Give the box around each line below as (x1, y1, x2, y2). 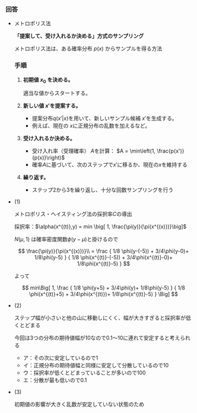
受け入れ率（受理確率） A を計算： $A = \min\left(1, (31, 147, 155, 155)
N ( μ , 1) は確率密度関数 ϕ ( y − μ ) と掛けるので (14, 236, 118, 243)
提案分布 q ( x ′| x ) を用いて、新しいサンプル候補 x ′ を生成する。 (31, 115, 177, 122)
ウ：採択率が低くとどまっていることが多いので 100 (23, 369, 146, 376)
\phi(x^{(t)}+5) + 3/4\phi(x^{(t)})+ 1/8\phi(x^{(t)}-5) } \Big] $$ (28, 291, 179, 298)
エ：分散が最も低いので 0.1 (23, 377, 87, 384)
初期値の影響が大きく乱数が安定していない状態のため (14, 401, 145, 408)
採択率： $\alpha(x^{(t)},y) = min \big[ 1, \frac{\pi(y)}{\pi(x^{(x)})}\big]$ (14, 223, 187, 230)
